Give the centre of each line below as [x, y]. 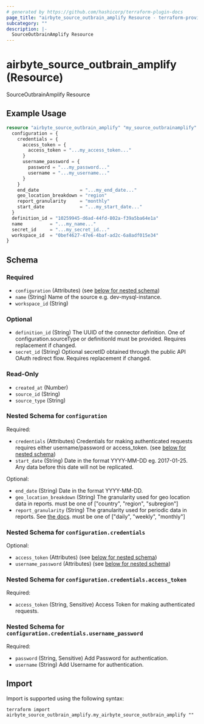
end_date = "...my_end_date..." [77, 190]
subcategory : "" [27, 23]
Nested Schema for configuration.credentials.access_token [97, 580]
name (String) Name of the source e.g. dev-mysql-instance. [88, 297]
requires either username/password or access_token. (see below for [100, 448]
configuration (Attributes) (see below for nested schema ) [87, 290]
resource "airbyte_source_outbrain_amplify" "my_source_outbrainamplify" [102, 128]
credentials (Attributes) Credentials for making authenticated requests [104, 441]
